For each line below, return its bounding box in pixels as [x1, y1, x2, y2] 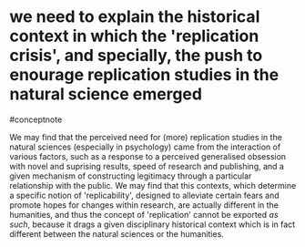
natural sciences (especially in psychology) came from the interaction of [9, 141, 281, 152]
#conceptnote [9, 114, 63, 125]
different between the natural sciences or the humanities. [9, 228, 225, 239]
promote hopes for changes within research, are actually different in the [9, 199, 280, 211]
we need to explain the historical [9, 6, 260, 27]
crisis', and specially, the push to [9, 46, 263, 66]
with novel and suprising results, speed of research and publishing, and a [9, 160, 285, 171]
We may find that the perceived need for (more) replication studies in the [9, 131, 282, 142]
